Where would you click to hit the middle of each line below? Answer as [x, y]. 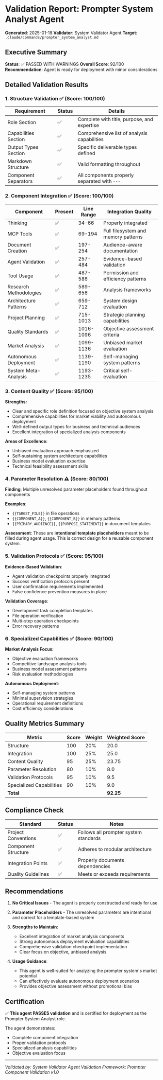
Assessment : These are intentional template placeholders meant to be [77, 533]
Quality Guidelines [28, 874]
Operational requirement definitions [48, 703]
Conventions [22, 838]
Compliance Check [34, 810]
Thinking [17, 223]
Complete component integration [45, 1038]
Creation [17, 250]
